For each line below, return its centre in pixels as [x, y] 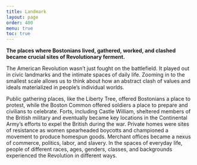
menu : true [20, 28]
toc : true [18, 34]
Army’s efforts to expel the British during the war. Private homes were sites [98, 124]
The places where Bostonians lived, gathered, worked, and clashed [91, 50]
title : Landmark [26, 12]
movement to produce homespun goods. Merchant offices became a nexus [99, 137]
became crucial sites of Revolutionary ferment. [66, 57]
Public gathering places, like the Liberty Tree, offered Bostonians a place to [98, 99]
